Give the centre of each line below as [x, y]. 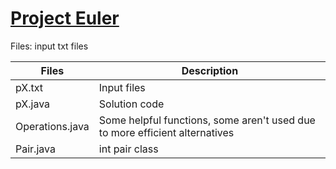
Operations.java [52, 126]
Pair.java [35, 149]
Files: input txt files [49, 46]
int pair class [128, 149]
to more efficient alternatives [166, 132]
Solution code [131, 104]
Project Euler [65, 18]
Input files [122, 87]
